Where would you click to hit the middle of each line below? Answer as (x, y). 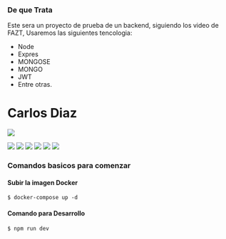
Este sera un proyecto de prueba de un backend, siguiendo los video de (113, 26)
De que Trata (30, 10)
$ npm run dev (29, 228)
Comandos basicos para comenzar (69, 166)
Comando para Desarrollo (46, 213)
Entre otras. (35, 85)
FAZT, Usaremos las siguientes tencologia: (70, 33)
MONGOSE (34, 62)
